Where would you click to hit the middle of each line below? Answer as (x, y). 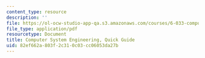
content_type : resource (37, 12)
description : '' (27, 18)
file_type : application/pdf (42, 29)
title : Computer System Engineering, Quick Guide (71, 40)
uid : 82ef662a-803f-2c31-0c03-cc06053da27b (63, 46)
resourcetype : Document (37, 34)
